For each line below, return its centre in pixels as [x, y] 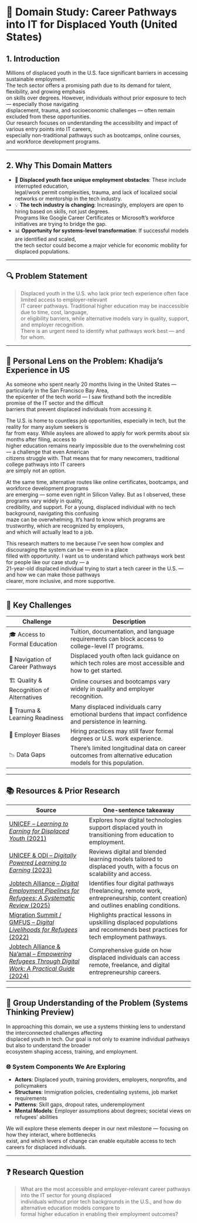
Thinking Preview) [40, 1012]
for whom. [33, 337]
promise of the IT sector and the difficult [55, 403]
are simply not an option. [36, 471]
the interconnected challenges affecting [54, 1032]
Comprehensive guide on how [130, 951]
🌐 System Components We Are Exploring [66, 1067]
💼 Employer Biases [35, 735]
